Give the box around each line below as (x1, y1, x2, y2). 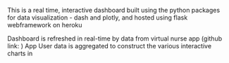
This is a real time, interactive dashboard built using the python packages (7, 6, 221, 14)
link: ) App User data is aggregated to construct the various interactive (7, 42, 212, 50)
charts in (7, 49, 33, 57)
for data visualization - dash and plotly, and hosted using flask (7, 13, 188, 22)
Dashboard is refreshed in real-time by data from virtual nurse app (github (7, 34, 223, 43)
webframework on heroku (7, 21, 82, 29)
